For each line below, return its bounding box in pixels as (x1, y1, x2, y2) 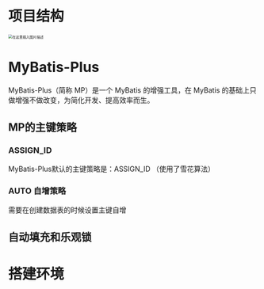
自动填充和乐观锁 (8, 230, 92, 244)
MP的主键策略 (8, 120, 78, 135)
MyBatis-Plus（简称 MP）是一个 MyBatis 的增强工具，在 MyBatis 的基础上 (8, 85, 250, 95)
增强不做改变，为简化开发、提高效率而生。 (14, 95, 155, 105)
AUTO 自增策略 (8, 185, 67, 196)
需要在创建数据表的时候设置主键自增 (8, 205, 127, 215)
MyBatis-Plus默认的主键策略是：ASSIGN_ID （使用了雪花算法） (8, 164, 216, 173)
